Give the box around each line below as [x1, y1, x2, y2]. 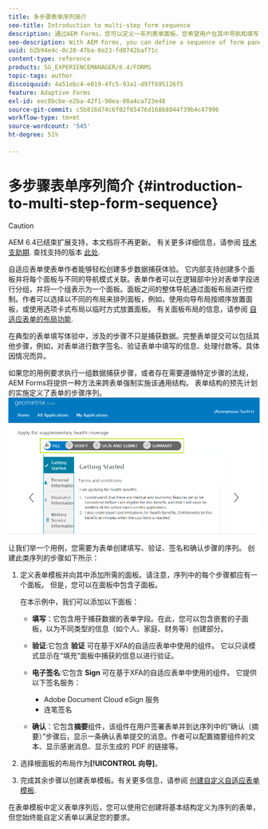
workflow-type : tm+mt [8, 114, 81, 122]
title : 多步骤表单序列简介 [8, 13, 88, 21]
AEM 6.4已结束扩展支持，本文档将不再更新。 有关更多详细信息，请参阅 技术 [8, 237, 257, 247]
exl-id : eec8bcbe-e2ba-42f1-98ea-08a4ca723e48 [8, 97, 166, 105]
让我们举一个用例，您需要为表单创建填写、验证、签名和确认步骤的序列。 [8, 543, 246, 552]
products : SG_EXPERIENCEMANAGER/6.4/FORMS [8, 64, 152, 72]
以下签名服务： [31, 677, 81, 687]
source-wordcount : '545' [8, 122, 91, 131]
